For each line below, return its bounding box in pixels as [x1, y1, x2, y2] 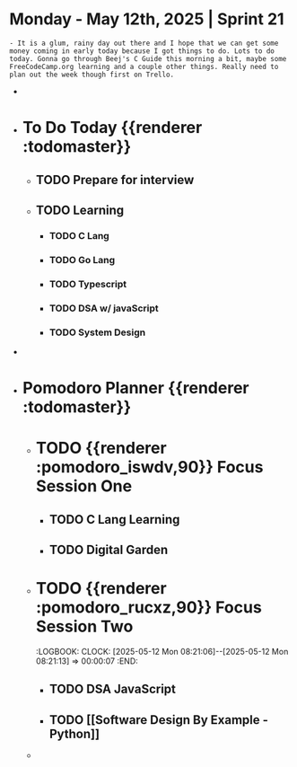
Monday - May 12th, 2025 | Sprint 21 [9, 9, 284, 30]
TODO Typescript [48, 278, 127, 290]
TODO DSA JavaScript [48, 682, 177, 697]
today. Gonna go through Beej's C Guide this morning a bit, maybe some [9, 54, 287, 63]
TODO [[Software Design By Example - [48, 712, 269, 727]
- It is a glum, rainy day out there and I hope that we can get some [9, 39, 279, 48]
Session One [35, 476, 133, 497]
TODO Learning [35, 202, 125, 217]
